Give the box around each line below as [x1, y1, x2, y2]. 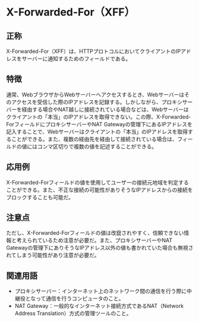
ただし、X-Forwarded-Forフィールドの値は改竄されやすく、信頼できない [6, 229, 184, 237]
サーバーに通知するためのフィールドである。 [21, 55, 131, 62]
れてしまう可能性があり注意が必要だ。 [6, 251, 100, 259]
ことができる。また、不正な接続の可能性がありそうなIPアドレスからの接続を [6, 186, 193, 193]
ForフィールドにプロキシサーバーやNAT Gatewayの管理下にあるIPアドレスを [6, 120, 193, 127]
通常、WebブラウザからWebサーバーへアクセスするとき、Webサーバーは [6, 91, 185, 98]
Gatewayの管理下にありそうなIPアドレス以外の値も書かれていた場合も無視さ [6, 244, 194, 251]
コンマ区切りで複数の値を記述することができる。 [37, 143, 157, 150]
